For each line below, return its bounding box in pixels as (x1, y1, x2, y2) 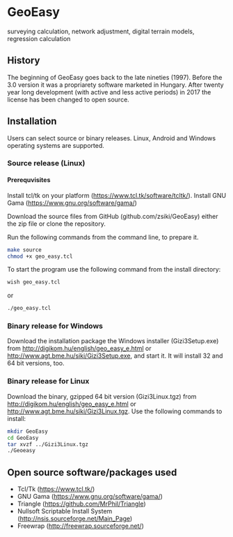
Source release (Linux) (7, 158, 86, 168)
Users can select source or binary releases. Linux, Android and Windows (7, 133, 216, 142)
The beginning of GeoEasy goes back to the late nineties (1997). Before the (7, 73, 223, 81)
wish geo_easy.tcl (7, 279, 61, 286)
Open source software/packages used (7, 466, 177, 478)
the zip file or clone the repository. (7, 220, 106, 228)
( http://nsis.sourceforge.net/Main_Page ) (17, 515, 133, 523)
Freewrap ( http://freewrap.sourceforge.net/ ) (17, 522, 145, 530)
